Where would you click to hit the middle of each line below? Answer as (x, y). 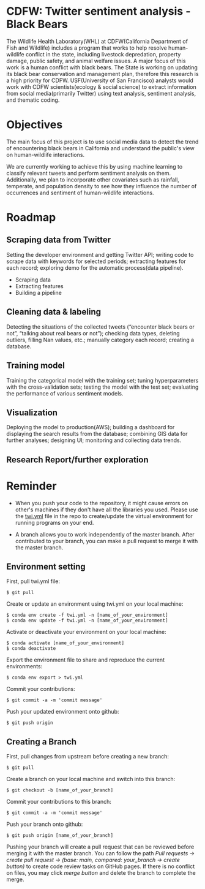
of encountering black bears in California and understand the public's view (100, 148)
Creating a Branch (42, 742)
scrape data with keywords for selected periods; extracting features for (96, 261)
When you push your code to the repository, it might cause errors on (102, 503)
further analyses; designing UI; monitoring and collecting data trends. (94, 440)
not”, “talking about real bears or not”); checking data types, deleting (93, 333)
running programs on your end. (54, 522)
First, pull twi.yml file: (33, 581)
